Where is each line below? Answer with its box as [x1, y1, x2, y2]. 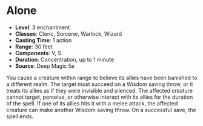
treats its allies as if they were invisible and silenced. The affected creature [6, 87, 193, 94]
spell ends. [6, 113, 34, 120]
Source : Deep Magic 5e [15, 62, 75, 70]
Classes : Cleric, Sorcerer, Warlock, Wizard [15, 30, 122, 37]
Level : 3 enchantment [15, 24, 70, 31]
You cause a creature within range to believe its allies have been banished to [6, 74, 198, 81]
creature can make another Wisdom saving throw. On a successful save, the [6, 106, 196, 113]
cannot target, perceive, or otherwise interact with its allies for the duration [6, 93, 193, 101]
